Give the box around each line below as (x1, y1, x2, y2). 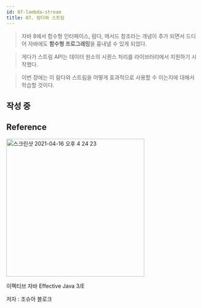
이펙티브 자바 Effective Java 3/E (6, 282, 85, 290)
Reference (6, 122, 47, 132)
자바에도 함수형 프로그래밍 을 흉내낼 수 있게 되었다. (28, 40, 148, 47)
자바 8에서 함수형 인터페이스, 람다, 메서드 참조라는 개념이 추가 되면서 (21, 32, 185, 40)
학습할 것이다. (21, 81, 55, 89)
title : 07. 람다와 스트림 (6, 15, 65, 21)
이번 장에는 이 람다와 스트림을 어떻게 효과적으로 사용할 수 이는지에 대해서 (21, 73, 195, 81)
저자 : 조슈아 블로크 (6, 295, 52, 302)
